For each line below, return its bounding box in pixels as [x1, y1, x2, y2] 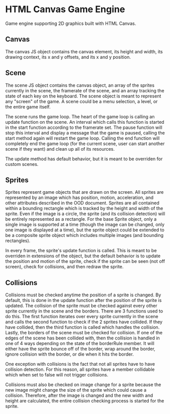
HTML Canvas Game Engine [5, 4, 125, 15]
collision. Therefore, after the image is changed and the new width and [5, 392, 153, 399]
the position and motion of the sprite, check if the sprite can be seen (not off [5, 258, 165, 264]
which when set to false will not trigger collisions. [5, 372, 109, 378]
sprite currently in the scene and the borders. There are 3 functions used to [5, 308, 163, 314]
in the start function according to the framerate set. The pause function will [5, 124, 162, 130]
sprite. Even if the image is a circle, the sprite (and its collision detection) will [5, 211, 165, 217]
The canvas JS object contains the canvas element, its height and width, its [5, 48, 163, 54]
